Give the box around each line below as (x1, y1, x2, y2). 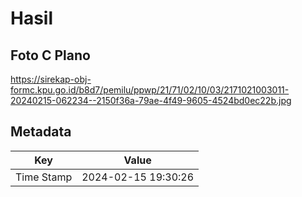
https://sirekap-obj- (10, 73, 92, 85)
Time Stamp (15, 170, 73, 184)
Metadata (10, 123, 72, 141)
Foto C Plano (10, 47, 91, 64)
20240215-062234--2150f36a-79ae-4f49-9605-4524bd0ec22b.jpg (10, 95, 292, 106)
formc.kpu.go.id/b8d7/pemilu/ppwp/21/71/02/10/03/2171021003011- (10, 84, 290, 96)
